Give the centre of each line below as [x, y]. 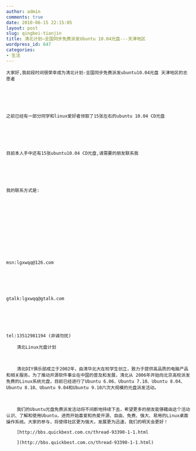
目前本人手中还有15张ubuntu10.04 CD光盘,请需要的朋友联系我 [72, 153]
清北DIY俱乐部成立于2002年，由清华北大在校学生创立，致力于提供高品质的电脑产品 [102, 369]
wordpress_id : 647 [29, 45]
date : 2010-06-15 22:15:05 [39, 22]
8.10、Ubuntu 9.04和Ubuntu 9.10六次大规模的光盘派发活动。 [92, 387]
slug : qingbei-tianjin [34, 34]
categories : [21, 50]
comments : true [25, 17]
